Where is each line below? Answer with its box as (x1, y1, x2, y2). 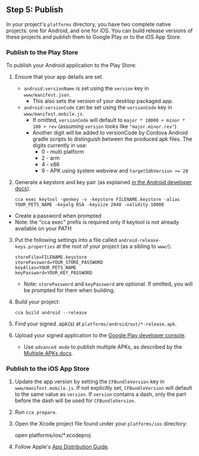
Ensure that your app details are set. (14, 73, 104, 80)
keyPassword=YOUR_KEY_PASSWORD (14, 270, 93, 276)
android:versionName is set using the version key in (23, 85, 149, 92)
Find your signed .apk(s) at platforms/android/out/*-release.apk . (14, 320, 177, 327)
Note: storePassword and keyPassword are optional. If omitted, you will (23, 280, 193, 288)
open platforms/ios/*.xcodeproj (14, 432, 91, 439)
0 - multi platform (41, 148, 84, 156)
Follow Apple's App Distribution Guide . (14, 443, 110, 451)
